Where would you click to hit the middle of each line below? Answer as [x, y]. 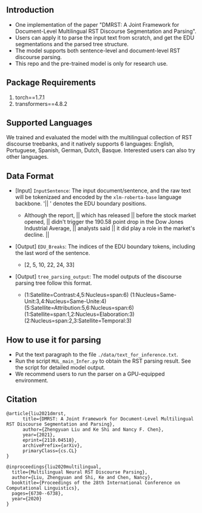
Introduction [30, 10]
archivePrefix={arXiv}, [52, 445]
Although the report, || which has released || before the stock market [110, 215]
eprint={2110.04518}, [50, 440]
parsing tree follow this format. [53, 283]
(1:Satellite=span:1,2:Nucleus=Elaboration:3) [79, 314]
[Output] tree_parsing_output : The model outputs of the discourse [98, 277]
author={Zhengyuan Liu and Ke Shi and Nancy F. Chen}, [93, 429]
